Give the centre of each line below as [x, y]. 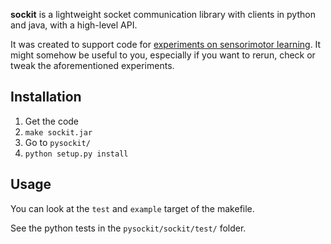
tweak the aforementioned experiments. [92, 65]
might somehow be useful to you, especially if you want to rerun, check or [163, 55]
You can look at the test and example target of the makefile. [132, 208]
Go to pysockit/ [57, 142]
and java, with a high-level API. [74, 25]
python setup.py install [76, 154]
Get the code [52, 121]
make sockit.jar [58, 132]
